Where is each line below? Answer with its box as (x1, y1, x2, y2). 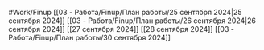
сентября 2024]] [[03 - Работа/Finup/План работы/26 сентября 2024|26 (8, 16, 256, 25)
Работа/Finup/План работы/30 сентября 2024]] (8, 33, 171, 42)
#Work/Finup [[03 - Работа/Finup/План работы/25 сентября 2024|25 (8, 8, 243, 17)
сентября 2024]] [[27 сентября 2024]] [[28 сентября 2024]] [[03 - (8, 25, 235, 33)
